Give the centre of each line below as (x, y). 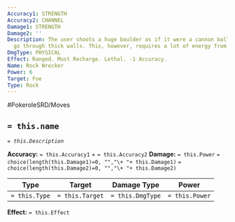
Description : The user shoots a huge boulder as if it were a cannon (111, 40)
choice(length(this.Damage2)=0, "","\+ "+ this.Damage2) (92, 168)
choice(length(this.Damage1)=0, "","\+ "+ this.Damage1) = (94, 162)
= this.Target (80, 196)
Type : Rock (23, 85)
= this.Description (36, 141)
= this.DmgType (136, 196)
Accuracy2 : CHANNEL (36, 20)
